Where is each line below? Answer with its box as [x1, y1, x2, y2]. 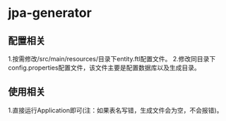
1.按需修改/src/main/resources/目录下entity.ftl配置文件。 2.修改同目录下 [8, 55, 216, 63]
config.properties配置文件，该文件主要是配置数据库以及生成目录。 [8, 63, 201, 72]
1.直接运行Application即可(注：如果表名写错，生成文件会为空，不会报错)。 [8, 106, 223, 114]
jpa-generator [8, 5, 93, 21]
